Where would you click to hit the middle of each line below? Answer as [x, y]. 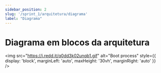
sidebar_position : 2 [26, 9]
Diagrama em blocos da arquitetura [77, 42]
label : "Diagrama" [24, 18]
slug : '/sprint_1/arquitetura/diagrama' [47, 14]
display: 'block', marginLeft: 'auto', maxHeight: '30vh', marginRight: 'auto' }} [80, 61]
